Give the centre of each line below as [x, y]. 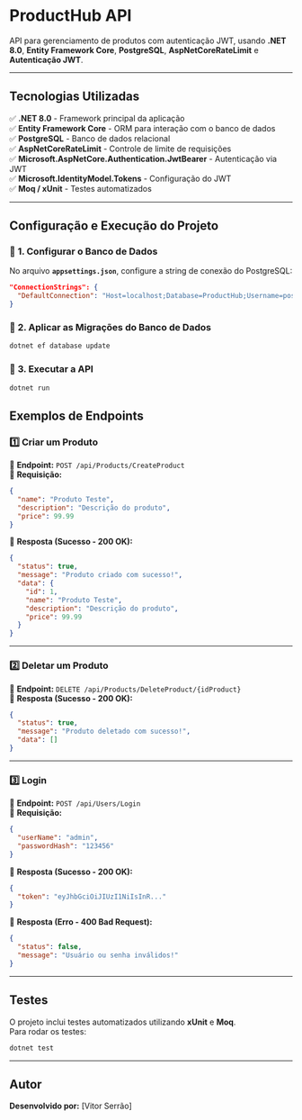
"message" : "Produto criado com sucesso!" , [100, 575]
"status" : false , [50, 947]
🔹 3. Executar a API [52, 369]
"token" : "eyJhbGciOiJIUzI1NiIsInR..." [92, 897]
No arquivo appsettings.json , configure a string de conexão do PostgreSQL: [151, 271]
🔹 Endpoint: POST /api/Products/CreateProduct [97, 465]
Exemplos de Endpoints [76, 415]
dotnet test [31, 1048]
